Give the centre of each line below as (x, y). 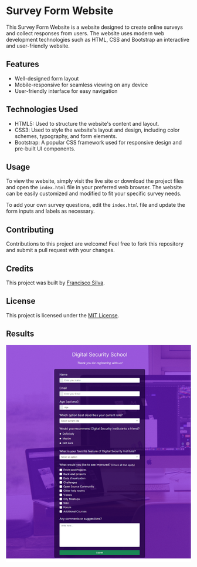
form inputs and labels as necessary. (50, 211)
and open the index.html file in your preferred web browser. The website (94, 187)
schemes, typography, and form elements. (66, 136)
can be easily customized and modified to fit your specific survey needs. (94, 194)
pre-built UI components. (45, 149)
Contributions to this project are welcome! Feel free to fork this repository (95, 244)
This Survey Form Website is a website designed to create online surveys (95, 27)
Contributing (30, 229)
